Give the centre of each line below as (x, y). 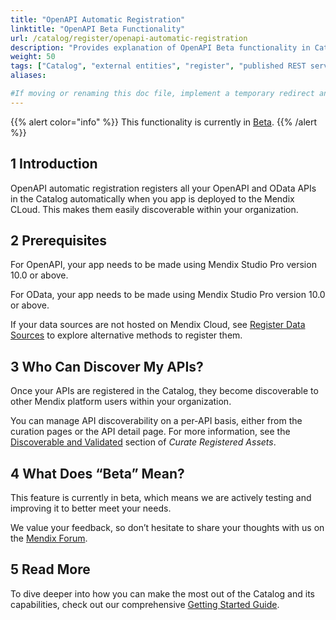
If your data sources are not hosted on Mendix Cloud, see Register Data (158, 325)
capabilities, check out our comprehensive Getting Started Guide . (145, 604)
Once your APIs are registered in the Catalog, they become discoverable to (164, 391)
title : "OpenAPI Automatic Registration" (98, 19)
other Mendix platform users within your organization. (121, 402)
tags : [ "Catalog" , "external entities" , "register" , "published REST (158, 66)
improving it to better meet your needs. (91, 508)
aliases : (28, 76)
